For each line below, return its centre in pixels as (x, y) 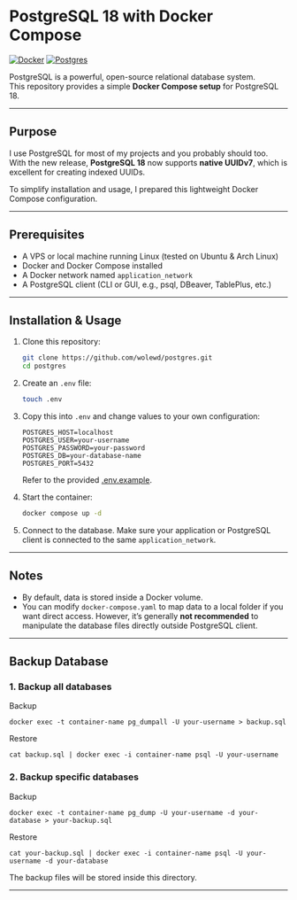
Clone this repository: (61, 342)
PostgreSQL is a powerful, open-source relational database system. (133, 76)
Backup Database (59, 662)
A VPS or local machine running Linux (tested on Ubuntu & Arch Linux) (150, 256)
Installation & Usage (65, 320)
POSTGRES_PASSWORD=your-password (84, 448)
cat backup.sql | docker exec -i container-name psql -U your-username (144, 755)
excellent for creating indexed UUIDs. (77, 172)
